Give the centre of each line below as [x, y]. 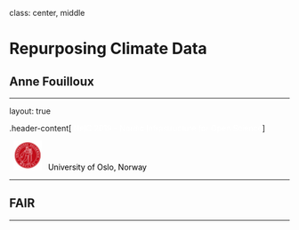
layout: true [30, 111]
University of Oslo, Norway [97, 167]
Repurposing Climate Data [108, 49]
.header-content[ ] [137, 128]
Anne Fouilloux [52, 81]
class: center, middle [47, 13]
